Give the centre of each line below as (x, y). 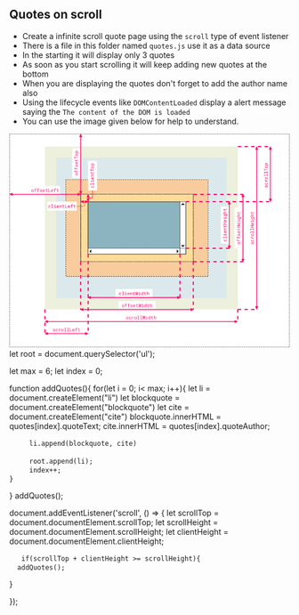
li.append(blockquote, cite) (83, 444)
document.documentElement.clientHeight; (87, 541)
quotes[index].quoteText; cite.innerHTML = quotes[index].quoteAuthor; (140, 426)
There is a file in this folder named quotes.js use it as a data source (146, 45)
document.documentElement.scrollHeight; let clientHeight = (119, 532)
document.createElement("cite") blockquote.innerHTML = (115, 417)
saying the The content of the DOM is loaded (106, 111)
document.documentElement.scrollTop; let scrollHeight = (114, 522)
